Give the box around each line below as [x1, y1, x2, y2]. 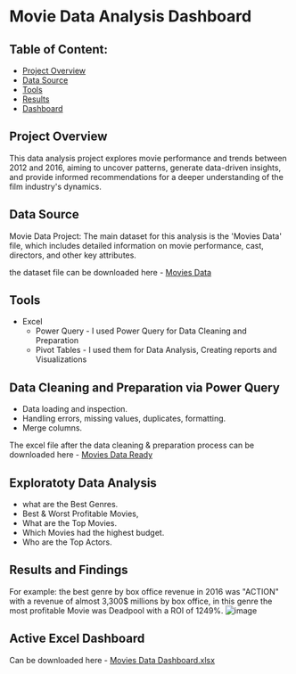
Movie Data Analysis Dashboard [9, 6, 252, 27]
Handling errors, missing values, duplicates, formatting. [21, 413, 226, 424]
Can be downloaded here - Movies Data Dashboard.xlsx [9, 654, 216, 665]
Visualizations [35, 354, 87, 365]
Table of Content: [9, 42, 109, 57]
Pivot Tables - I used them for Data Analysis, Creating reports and [35, 345, 277, 356]
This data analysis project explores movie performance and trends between [9, 152, 287, 163]
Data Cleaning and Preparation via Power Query [9, 380, 281, 395]
